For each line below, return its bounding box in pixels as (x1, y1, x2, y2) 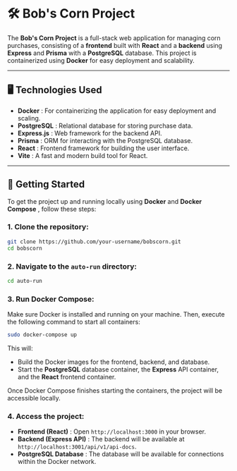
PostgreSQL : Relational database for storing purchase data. (17, 121, 193, 130)
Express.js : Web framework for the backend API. (17, 128, 162, 137)
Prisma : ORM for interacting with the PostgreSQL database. (17, 136, 193, 145)
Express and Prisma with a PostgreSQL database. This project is (7, 49, 197, 57)
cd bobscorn (7, 245, 42, 252)
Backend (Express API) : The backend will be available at (17, 435, 185, 444)
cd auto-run (7, 277, 42, 284)
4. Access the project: (7, 411, 85, 421)
